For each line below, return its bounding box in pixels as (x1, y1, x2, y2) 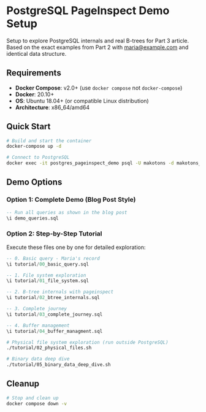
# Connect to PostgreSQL (6, 154, 70, 161)
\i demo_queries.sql (6, 215, 59, 221)
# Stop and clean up (6, 395, 59, 401)
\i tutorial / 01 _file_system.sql (6, 278, 89, 284)
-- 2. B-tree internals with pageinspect (6, 289, 114, 295)
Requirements (6, 68, 61, 78)
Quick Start (6, 121, 51, 132)
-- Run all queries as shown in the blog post (6, 209, 128, 215)
